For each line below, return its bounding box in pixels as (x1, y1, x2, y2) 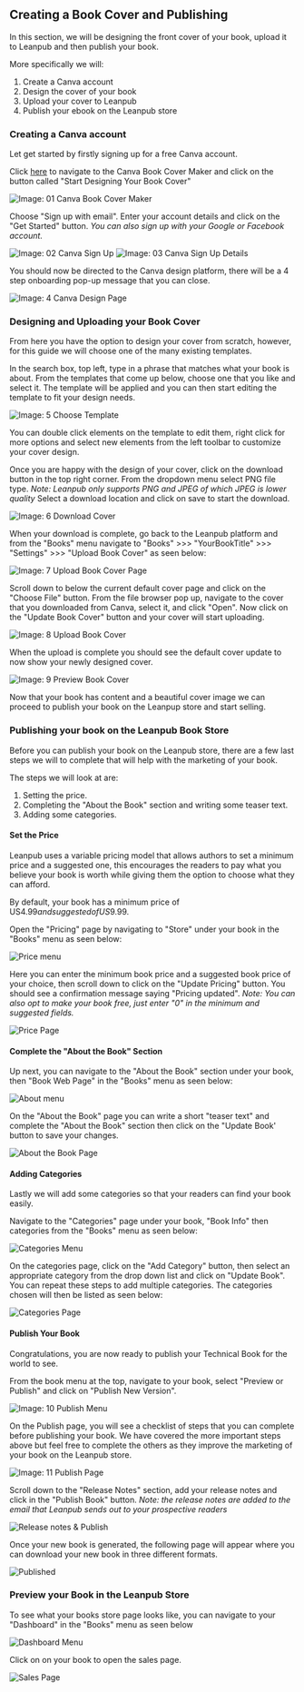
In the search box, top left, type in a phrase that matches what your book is (9, 363, 290, 374)
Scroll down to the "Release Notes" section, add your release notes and (9, 1484, 278, 1495)
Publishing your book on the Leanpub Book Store (9, 724, 230, 737)
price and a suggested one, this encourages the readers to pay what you (9, 859, 281, 870)
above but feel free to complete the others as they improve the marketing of (9, 1440, 293, 1450)
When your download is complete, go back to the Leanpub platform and (9, 529, 279, 539)
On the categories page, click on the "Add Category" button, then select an (9, 1261, 290, 1271)
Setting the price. (22, 789, 88, 800)
